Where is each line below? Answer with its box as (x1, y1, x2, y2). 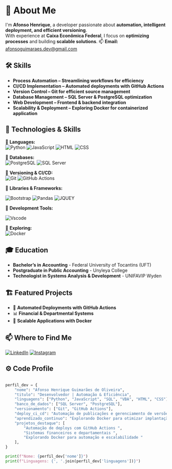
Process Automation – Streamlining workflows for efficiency (12, 77, 144, 84)
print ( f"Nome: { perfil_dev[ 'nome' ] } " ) (5, 454, 88, 459)
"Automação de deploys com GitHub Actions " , (24, 425, 123, 430)
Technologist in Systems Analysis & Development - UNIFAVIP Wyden (12, 273, 162, 279)
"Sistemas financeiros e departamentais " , (24, 430, 118, 436)
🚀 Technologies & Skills (5, 125, 81, 134)
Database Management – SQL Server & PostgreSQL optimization (12, 93, 153, 100)
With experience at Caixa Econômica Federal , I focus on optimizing (5, 32, 149, 39)
